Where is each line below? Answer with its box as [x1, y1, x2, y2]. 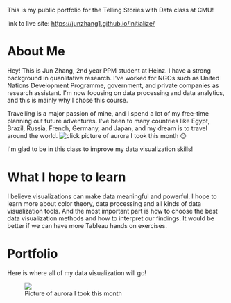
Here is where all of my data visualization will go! [7, 268, 147, 277]
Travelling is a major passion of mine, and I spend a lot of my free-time [7, 109, 209, 117]
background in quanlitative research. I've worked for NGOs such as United [7, 73, 220, 82]
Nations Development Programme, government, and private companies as [7, 81, 219, 89]
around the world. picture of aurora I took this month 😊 [7, 131, 187, 139]
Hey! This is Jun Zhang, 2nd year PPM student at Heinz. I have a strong [7, 66, 212, 75]
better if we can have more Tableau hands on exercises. [7, 221, 168, 230]
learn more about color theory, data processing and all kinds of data [7, 199, 202, 207]
